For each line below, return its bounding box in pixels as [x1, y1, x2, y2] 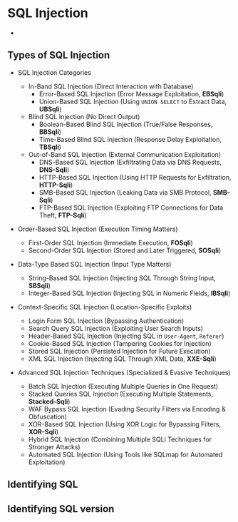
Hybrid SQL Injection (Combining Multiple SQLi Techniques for [28, 435, 212, 444]
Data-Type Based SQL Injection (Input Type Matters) [17, 260, 172, 268]
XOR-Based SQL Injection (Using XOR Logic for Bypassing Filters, [28, 419, 222, 429]
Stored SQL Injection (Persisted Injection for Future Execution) [28, 347, 212, 355]
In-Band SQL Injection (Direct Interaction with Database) [28, 82, 194, 91]
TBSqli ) [38, 143, 62, 151]
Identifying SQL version [7, 503, 115, 515]
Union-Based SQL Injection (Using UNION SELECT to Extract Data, [38, 97, 227, 106]
